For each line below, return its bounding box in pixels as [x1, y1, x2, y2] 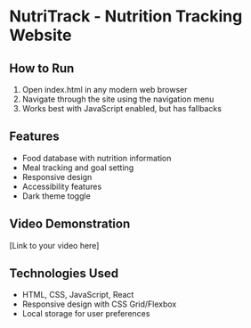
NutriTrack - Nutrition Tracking [9, 6, 243, 27]
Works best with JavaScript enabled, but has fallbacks [21, 103, 223, 113]
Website [9, 25, 72, 45]
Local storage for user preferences [21, 308, 150, 319]
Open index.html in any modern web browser [21, 85, 188, 94]
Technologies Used [9, 266, 118, 282]
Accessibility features [21, 181, 102, 192]
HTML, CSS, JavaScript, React [21, 290, 134, 300]
